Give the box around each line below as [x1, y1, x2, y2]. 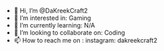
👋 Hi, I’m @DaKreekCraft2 [13, 7, 88, 14]
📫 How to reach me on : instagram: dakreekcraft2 [13, 37, 158, 44]
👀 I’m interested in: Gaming [13, 14, 92, 22]
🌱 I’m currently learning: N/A [13, 21, 95, 29]
